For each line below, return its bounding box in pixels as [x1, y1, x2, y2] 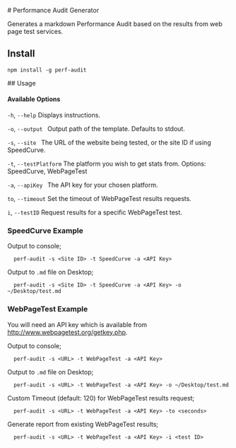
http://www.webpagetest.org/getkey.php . [7, 328, 128, 336]
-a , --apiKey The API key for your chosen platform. [7, 180, 158, 190]
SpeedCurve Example [7, 226, 83, 236]
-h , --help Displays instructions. [7, 111, 101, 120]
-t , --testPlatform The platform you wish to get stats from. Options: [7, 159, 206, 168]
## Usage [7, 79, 37, 87]
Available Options [7, 95, 61, 103]
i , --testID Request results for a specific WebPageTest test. [7, 208, 182, 217]
